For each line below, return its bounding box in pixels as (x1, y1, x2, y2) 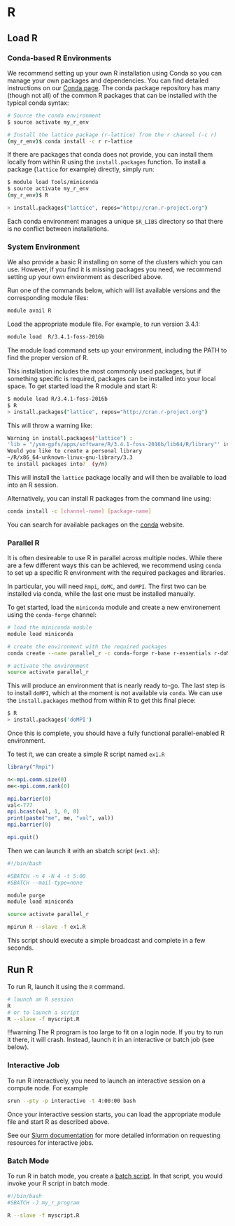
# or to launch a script (7, 1008, 80, 1016)
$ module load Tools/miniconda (7, 179, 99, 186)
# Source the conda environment (7, 112, 101, 119)
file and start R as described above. (7, 1117, 110, 1126)
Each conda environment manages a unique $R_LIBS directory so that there (7, 217, 224, 225)
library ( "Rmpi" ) (7, 764, 55, 771)
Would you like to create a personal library (7, 448, 142, 455)
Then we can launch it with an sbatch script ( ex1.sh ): (7, 846, 159, 855)
